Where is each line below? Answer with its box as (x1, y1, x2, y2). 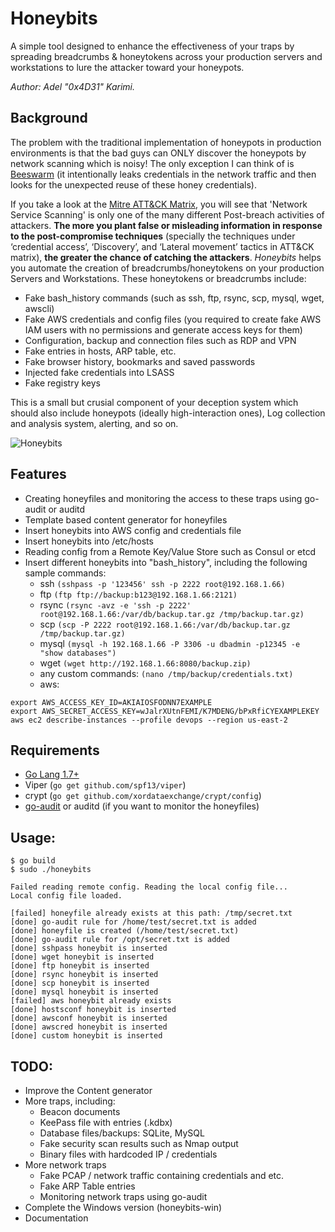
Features (10, 466, 67, 483)
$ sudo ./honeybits (10, 865, 92, 875)
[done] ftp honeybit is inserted (10, 961, 150, 971)
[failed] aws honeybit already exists (10, 996, 172, 1006)
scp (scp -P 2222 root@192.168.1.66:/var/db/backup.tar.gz (39, 618, 291, 630)
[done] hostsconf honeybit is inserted (10, 1005, 177, 1015)
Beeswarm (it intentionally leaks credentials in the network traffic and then (10, 168, 317, 180)
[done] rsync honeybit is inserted (10, 970, 159, 980)
